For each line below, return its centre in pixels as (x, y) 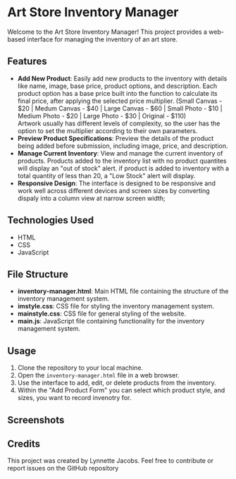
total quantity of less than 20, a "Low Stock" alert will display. (106, 175)
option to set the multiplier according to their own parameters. (107, 130)
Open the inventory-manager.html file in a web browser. (98, 375)
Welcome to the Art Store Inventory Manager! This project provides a (107, 32)
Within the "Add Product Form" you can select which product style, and (121, 390)
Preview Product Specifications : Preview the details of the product (116, 138)
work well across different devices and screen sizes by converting (113, 190)
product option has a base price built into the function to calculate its (118, 93)
